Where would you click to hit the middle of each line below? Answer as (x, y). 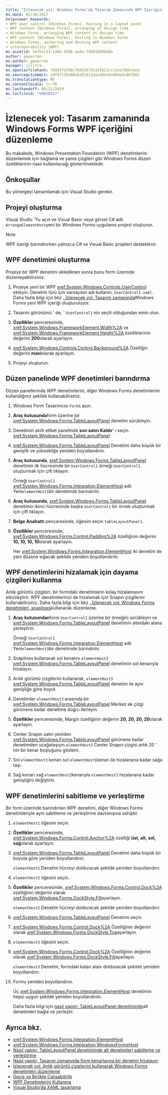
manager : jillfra (24, 65)
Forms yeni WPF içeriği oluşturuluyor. (51, 302)
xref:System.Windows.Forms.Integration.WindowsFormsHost (76, 1045)
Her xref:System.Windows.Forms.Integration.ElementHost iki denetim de (87, 551)
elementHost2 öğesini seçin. (41, 877)
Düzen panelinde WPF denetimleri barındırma (78, 379)
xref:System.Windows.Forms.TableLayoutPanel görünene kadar (78, 739)
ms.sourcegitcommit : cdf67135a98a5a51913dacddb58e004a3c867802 (73, 75)
